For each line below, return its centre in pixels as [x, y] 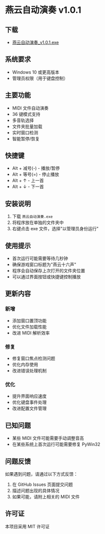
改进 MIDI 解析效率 [31, 333]
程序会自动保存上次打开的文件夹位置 [49, 271]
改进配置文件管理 [29, 408]
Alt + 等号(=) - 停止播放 [36, 174]
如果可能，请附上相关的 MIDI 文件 [46, 497]
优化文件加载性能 [29, 326]
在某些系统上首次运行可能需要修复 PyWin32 [56, 444]
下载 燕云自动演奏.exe [32, 216]
